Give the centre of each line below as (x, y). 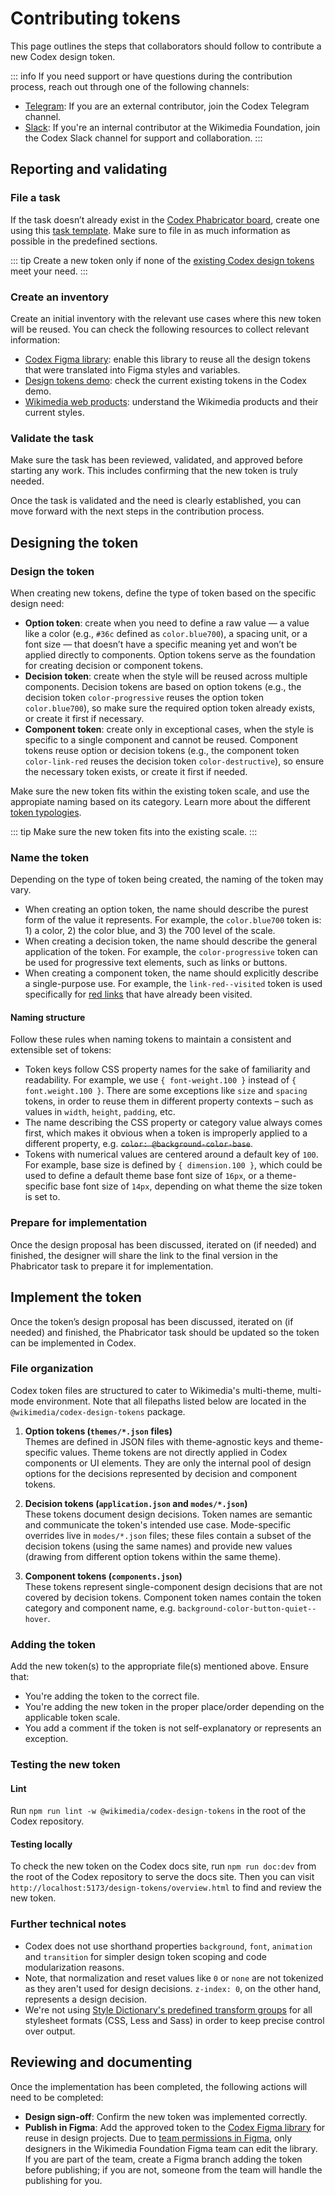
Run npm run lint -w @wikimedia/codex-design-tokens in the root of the (158, 1811)
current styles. (54, 412)
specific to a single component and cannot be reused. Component (161, 739)
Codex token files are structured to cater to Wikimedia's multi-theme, (153, 1390)
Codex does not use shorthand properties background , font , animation (168, 1946)
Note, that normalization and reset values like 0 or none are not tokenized (174, 1978)
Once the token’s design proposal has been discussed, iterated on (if (152, 1321)
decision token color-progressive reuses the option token (144, 697)
